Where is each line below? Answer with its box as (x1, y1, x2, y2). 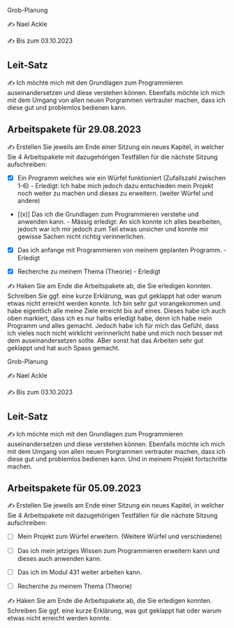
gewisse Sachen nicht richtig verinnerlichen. (17, 232, 145, 241)
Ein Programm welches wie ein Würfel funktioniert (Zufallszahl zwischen (17, 173, 226, 182)
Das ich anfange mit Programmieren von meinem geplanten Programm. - (17, 245, 227, 254)
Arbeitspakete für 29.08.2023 (7, 124, 142, 136)
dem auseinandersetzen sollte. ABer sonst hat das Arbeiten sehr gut (7, 336, 204, 345)
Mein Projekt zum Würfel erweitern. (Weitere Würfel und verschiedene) (17, 532, 222, 541)
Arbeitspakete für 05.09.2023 (7, 483, 142, 494)
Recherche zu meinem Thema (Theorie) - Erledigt (17, 267, 161, 276)
